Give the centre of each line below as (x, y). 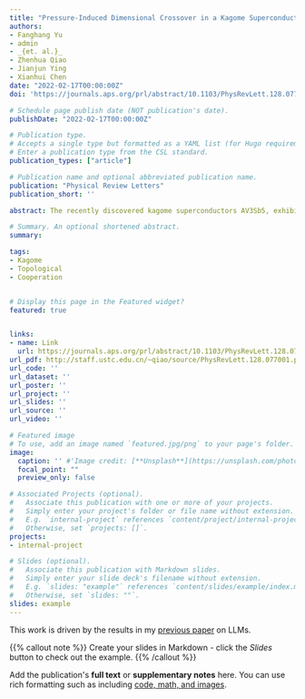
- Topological (36, 268)
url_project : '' (40, 394)
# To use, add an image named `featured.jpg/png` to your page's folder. (152, 444)
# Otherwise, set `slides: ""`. (75, 595)
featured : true (38, 310)
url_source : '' (38, 410)
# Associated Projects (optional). (77, 494)
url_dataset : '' (40, 377)
